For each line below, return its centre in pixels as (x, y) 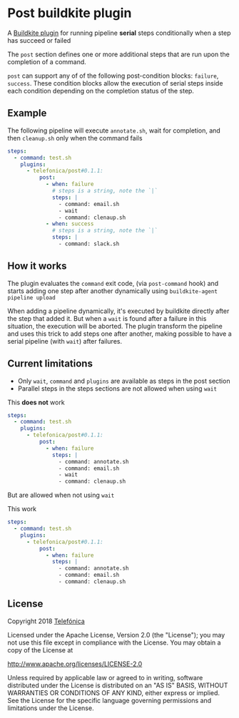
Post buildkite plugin (70, 13)
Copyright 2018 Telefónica (46, 621)
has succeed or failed (39, 40)
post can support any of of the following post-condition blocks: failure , (113, 76)
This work (22, 509)
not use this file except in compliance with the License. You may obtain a (114, 642)
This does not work (36, 402)
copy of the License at (40, 650)
